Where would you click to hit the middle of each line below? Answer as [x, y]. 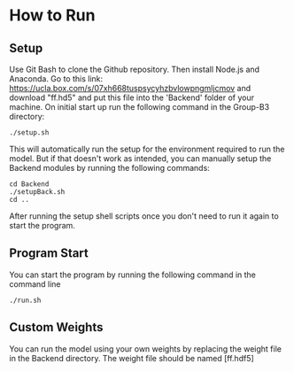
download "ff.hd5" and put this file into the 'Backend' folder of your [132, 97]
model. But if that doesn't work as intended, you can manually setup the [140, 159]
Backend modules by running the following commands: [109, 168]
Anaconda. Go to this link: [56, 79]
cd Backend [29, 184]
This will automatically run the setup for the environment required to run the [147, 149]
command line [35, 283]
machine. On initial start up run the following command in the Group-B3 [139, 107]
